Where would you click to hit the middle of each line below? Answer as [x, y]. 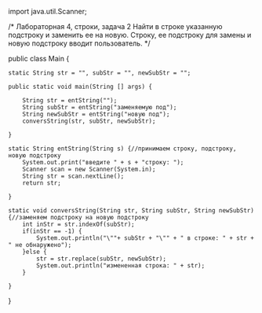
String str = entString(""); [70, 101]
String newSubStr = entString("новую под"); [96, 114]
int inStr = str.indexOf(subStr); [78, 224]
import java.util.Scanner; [48, 11]
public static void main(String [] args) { [80, 87]
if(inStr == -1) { [52, 231]
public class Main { [39, 59]
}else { [35, 252]
